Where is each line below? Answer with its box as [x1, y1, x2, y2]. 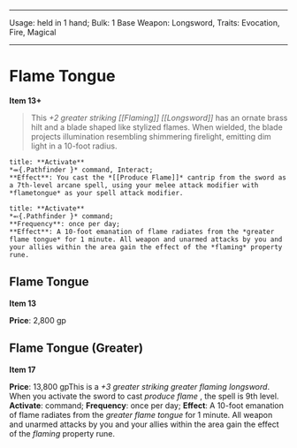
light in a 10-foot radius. [30, 140, 118, 151]
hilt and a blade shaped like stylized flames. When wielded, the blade [30, 121, 283, 133]
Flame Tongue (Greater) [9, 341, 144, 356]
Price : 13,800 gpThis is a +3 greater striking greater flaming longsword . [9, 381, 270, 391]
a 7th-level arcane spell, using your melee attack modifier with [9, 180, 259, 190]
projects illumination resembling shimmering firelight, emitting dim [30, 131, 271, 141]
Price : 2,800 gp [9, 315, 66, 325]
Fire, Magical [9, 27, 57, 37]
